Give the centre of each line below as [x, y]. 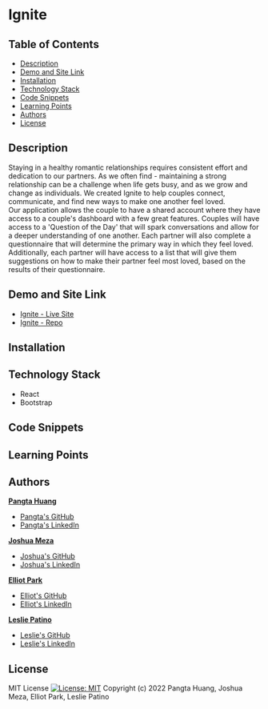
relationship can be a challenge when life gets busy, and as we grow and [128, 184]
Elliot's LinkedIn [46, 604]
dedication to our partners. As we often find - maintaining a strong [117, 176]
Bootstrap [36, 403]
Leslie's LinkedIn [48, 644]
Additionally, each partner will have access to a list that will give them [123, 252]
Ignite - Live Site [47, 314]
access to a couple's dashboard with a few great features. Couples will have [134, 218]
